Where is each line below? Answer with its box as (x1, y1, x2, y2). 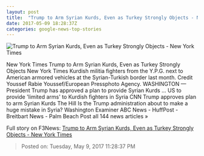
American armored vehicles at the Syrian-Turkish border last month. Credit (6, 74, 193, 81)
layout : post (6, 9, 39, 15)
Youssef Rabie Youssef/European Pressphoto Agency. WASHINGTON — (6, 80, 186, 88)
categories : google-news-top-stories (6, 26, 102, 32)
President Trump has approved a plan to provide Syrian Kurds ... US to (6, 87, 182, 94)
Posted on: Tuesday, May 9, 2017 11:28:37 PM (21, 143, 135, 150)
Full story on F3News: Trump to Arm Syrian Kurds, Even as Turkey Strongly (6, 124, 194, 132)
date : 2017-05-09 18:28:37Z (6, 20, 78, 26)
